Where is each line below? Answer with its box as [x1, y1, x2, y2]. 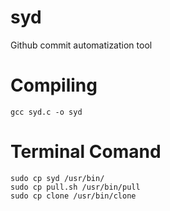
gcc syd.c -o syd [10, 107, 83, 117]
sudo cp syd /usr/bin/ [10, 173, 105, 183]
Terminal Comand [10, 141, 162, 163]
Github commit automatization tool [10, 39, 153, 51]
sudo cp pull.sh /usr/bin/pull [10, 182, 141, 192]
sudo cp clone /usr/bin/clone [10, 191, 137, 201]
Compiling [10, 74, 98, 97]
